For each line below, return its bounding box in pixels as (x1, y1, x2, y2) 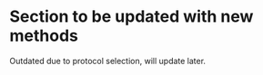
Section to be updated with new (9, 6, 254, 27)
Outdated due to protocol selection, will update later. (9, 55, 207, 66)
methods (9, 25, 79, 46)
